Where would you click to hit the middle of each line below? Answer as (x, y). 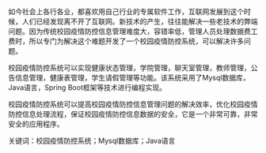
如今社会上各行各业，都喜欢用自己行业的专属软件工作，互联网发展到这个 (126, 11)
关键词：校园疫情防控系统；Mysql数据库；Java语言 (92, 141)
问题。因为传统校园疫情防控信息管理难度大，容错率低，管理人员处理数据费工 (133, 31)
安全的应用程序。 (36, 124)
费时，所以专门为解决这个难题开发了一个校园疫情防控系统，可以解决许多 (126, 41)
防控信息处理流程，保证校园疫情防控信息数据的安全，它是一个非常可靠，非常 (133, 114)
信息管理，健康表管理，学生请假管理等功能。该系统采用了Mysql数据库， (132, 78)
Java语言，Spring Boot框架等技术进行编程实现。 (87, 88)
